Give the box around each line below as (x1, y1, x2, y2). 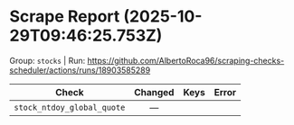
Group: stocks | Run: (9, 55, 86, 66)
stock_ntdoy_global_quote (14, 102, 126, 112)
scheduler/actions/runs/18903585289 (9, 65, 151, 76)
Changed (134, 85, 175, 98)
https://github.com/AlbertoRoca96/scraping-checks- (87, 55, 285, 66)
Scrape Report (9, 6, 120, 27)
